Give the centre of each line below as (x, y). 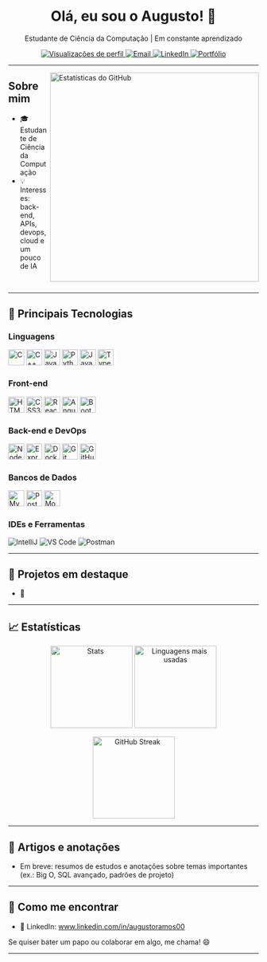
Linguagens (32, 336)
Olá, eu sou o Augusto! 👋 (133, 16)
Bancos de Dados (43, 477)
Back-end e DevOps (48, 430)
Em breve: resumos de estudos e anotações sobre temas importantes (133, 866)
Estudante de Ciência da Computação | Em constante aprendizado (133, 38)
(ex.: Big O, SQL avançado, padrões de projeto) (97, 875)
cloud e (32, 240)
